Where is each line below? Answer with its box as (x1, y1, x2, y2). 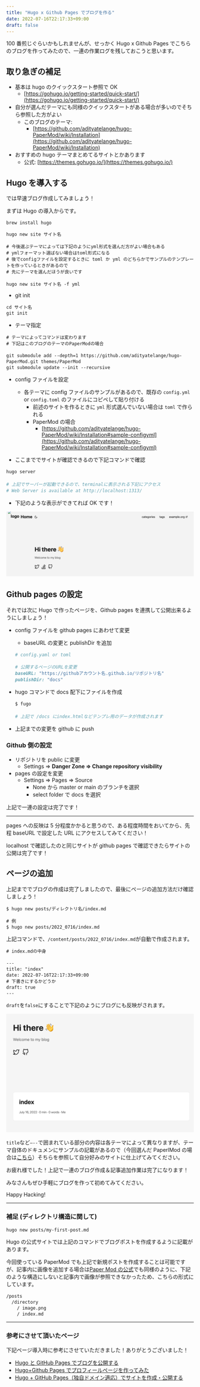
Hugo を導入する (6, 177, 68, 188)
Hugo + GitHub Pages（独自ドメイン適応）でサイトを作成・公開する (14, 1374, 183, 1381)
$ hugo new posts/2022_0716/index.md (6, 924, 100, 930)
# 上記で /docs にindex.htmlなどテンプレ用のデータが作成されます (14, 713, 164, 720)
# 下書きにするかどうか (6, 978, 57, 985)
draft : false (6, 22, 39, 28)
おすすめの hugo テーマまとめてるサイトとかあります (14, 151, 146, 158)
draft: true (6, 984, 36, 991)
